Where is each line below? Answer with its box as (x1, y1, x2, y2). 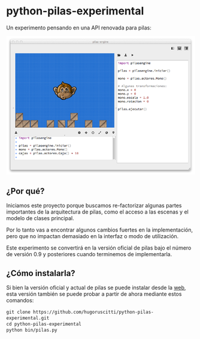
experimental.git (6, 315, 50, 322)
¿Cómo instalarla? (6, 268, 76, 278)
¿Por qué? (6, 186, 45, 196)
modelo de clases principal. (6, 215, 74, 222)
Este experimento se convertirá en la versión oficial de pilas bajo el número (6, 244, 192, 251)
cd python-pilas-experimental (6, 321, 82, 328)
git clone (6, 309, 31, 316)
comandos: (6, 297, 34, 304)
